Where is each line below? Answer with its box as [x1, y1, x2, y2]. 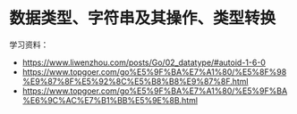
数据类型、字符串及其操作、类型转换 [9, 8, 276, 28]
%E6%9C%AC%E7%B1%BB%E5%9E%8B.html [21, 94, 199, 105]
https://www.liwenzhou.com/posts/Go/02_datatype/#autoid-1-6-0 [21, 57, 267, 68]
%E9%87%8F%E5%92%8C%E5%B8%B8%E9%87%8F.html [21, 76, 249, 86]
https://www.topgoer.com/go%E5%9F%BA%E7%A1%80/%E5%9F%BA [21, 85, 288, 96]
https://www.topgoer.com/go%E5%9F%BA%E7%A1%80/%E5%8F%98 [21, 66, 287, 77]
